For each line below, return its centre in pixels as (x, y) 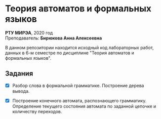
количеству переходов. (37, 111)
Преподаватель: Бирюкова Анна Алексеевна (54, 38)
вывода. (21, 91)
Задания (19, 74)
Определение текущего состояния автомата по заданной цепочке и (84, 106)
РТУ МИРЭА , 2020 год (29, 33)
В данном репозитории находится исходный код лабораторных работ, (80, 47)
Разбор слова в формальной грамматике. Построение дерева (78, 85)
